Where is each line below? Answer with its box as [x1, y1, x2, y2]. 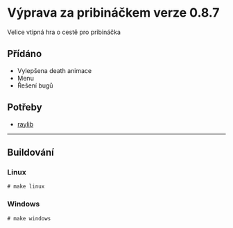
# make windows [7, 215, 51, 222]
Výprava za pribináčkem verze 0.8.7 [7, 5, 220, 21]
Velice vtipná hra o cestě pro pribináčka [7, 28, 121, 36]
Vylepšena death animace [17, 66, 92, 74]
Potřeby [7, 101, 43, 113]
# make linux [7, 183, 45, 190]
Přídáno [7, 48, 42, 60]
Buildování [7, 146, 54, 158]
